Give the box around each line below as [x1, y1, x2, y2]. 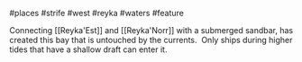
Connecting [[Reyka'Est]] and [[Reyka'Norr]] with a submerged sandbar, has [9, 25, 294, 35]
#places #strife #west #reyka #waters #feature [9, 8, 185, 18]
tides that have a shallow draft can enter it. [9, 44, 168, 55]
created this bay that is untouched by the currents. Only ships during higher [9, 35, 293, 45]
